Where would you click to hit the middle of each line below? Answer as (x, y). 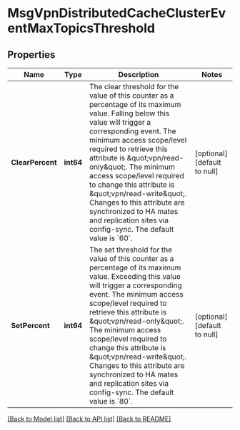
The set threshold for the (131, 250)
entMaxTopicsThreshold (81, 28)
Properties (31, 55)
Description (139, 75)
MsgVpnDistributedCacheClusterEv (117, 13)
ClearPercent (34, 162)
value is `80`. (111, 401)
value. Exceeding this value (135, 276)
